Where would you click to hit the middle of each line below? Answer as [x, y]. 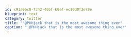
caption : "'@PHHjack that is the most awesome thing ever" [66, 27]
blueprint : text [21, 14]
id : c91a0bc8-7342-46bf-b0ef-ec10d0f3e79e [49, 9]
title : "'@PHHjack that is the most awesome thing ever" [64, 23]
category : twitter [24, 18]
